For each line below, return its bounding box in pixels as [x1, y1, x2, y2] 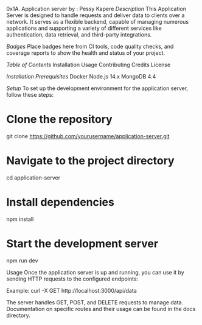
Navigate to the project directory [6, 154, 175, 168]
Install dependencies [6, 195, 114, 209]
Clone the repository [6, 113, 113, 127]
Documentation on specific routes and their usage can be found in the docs [6, 305, 196, 312]
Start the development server [6, 237, 159, 250]
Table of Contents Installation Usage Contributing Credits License [6, 61, 171, 68]
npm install [6, 215, 34, 223]
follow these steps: [6, 91, 54, 98]
